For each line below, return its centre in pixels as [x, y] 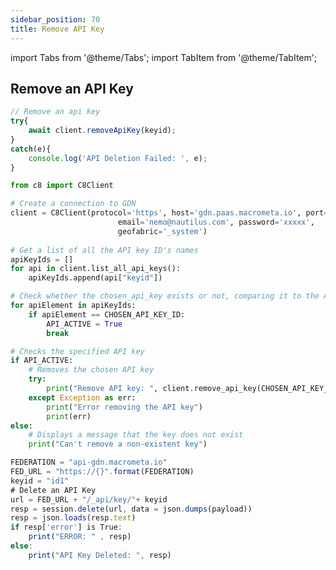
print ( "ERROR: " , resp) [80, 537]
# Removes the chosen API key [91, 370]
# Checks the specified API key [77, 351]
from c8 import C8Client [62, 186]
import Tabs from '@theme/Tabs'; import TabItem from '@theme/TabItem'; [164, 57]
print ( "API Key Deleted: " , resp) [100, 555]
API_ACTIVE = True [84, 324]
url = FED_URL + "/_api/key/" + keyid [89, 499]
